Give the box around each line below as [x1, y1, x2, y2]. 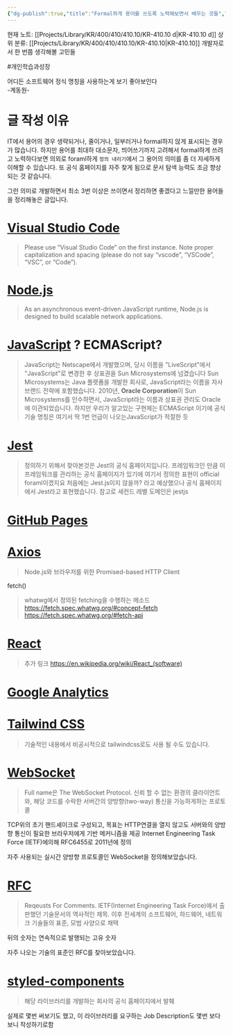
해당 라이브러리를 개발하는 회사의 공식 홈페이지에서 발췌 [24, 997, 175, 1005]
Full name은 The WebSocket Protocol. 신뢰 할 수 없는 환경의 [24, 788, 191, 797]
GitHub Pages [7, 512, 88, 528]
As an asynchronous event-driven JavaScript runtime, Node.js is [24, 305, 209, 313]
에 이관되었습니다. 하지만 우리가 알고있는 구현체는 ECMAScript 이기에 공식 [24, 404, 225, 412]
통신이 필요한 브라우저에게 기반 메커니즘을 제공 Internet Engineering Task [14, 829, 216, 838]
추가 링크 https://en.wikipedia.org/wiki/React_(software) [24, 660, 182, 668]
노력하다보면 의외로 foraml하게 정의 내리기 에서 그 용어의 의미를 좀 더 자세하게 [14, 154, 221, 163]
